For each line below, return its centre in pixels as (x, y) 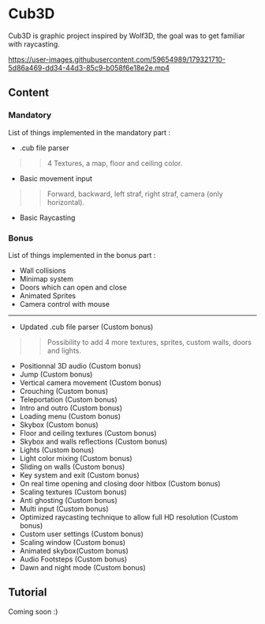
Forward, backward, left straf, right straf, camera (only (135, 194)
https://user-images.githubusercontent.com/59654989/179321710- (117, 59)
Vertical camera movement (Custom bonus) (90, 382)
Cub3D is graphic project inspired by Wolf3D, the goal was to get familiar (127, 36)
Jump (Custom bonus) (56, 374)
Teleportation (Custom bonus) (69, 399)
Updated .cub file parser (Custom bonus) (86, 327)
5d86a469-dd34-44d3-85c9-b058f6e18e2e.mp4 (89, 67)
